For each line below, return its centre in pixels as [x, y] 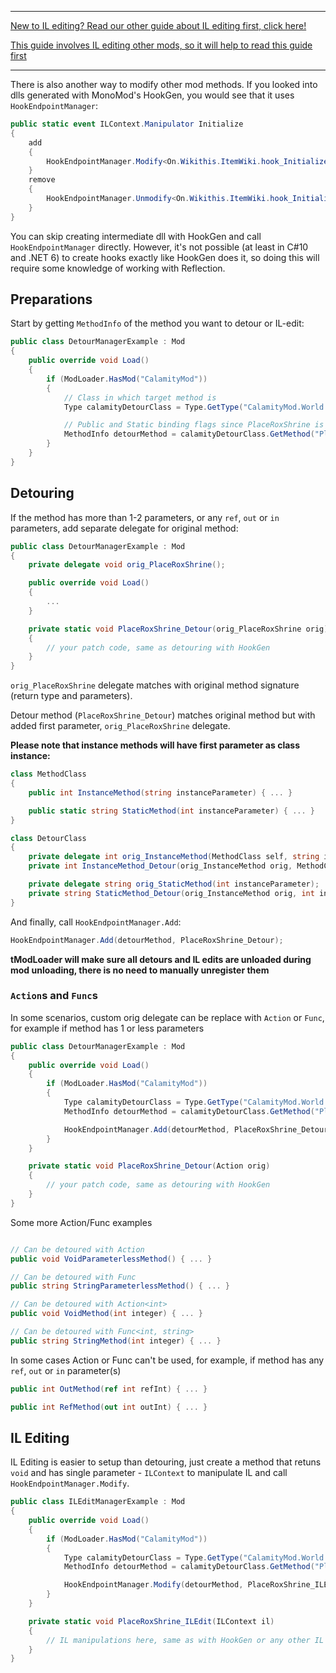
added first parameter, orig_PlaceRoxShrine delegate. [120, 726]
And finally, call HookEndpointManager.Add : [96, 922]
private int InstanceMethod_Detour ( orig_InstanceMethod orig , [160, 866]
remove [42, 180]
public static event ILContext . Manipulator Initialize [127, 124]
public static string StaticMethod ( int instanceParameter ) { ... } [171, 811]
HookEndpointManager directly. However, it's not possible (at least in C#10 [159, 247]
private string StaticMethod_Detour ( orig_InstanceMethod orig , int [171, 893]
